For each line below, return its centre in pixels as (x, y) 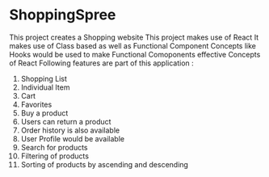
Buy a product (44, 113)
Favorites (36, 104)
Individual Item (45, 87)
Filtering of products (55, 156)
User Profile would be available (72, 138)
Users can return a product (66, 121)
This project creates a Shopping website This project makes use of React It (134, 37)
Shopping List (44, 78)
